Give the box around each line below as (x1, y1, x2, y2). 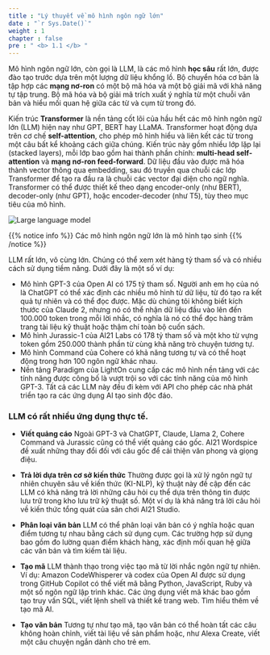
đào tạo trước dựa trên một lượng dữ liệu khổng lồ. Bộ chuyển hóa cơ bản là (8, 73, 260, 82)
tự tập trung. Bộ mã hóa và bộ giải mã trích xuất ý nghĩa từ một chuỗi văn (8, 90, 251, 99)
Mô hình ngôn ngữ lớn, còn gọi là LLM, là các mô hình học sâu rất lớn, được (8, 64, 260, 73)
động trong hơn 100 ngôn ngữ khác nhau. (19, 357, 158, 366)
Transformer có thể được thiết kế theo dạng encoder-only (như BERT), (8, 182, 242, 192)
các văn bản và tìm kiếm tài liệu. (19, 546, 127, 556)
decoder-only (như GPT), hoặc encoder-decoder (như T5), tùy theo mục (8, 191, 249, 201)
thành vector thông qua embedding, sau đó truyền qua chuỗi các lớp (8, 165, 236, 175)
